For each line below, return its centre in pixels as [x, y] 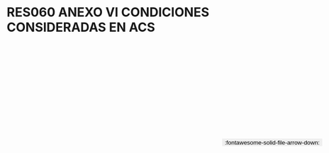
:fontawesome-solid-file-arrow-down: [272, 142]
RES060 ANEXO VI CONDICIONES [108, 12]
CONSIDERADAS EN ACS [81, 27]
